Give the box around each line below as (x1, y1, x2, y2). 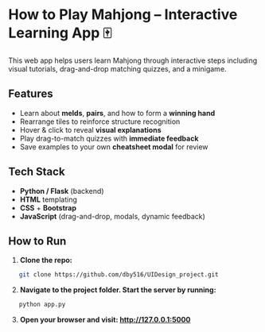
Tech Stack (8, 165, 65, 179)
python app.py (18, 300, 66, 309)
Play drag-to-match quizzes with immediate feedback (19, 133, 199, 143)
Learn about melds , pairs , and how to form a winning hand (19, 108, 216, 118)
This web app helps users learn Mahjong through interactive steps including (8, 56, 258, 65)
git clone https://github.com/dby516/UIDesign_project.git (18, 271, 219, 279)
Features (8, 87, 53, 101)
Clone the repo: (19, 256, 73, 265)
